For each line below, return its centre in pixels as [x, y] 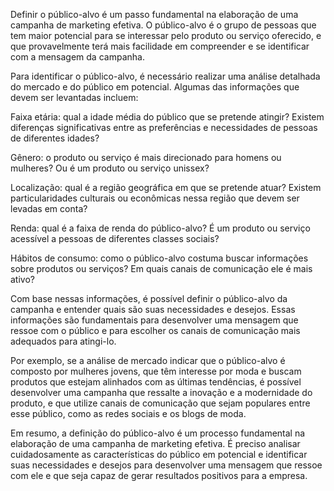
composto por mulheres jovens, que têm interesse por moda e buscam [156, 371]
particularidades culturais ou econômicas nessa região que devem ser [155, 198]
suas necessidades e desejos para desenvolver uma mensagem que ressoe [166, 465]
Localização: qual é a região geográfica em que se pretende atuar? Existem [166, 187]
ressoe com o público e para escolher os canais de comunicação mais [155, 330]
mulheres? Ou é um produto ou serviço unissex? [110, 168]
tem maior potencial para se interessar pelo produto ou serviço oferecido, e [166, 35]
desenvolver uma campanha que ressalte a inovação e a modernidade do [161, 392]
